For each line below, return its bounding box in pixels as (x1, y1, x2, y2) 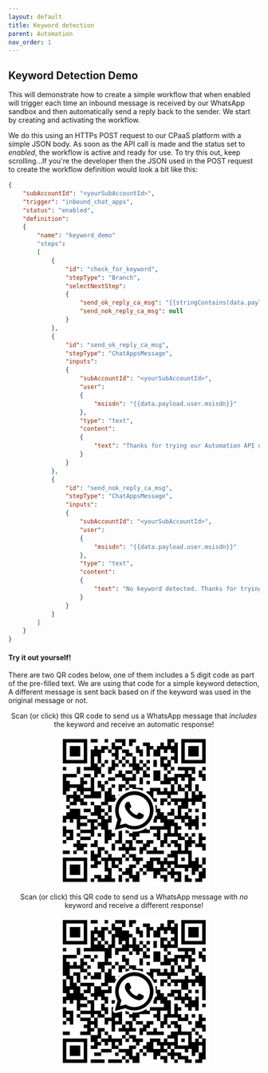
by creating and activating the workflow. (8, 116, 140, 125)
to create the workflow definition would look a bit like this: (8, 164, 198, 175)
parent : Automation (8, 30, 73, 37)
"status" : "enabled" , (22, 206, 94, 215)
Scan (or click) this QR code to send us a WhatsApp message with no (19, 892, 249, 901)
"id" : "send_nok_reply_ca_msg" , (65, 483, 173, 492)
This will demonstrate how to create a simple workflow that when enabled (8, 90, 251, 100)
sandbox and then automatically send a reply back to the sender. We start (8, 107, 251, 116)
